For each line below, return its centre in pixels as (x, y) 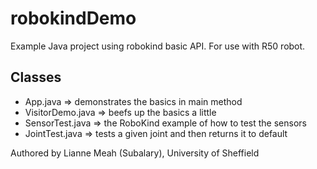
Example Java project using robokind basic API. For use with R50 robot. (158, 46)
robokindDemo (73, 18)
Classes (36, 77)
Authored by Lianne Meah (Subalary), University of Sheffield (135, 153)
